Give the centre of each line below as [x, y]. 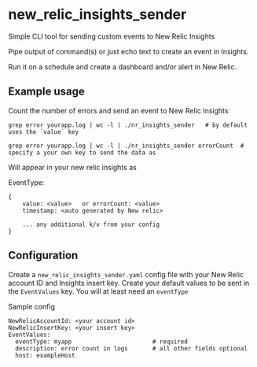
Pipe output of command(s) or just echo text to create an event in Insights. [128, 51]
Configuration [43, 256]
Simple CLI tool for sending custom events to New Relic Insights [112, 36]
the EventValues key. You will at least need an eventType [98, 291]
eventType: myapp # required [102, 341]
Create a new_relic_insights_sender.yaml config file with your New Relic [126, 274]
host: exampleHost [46, 355]
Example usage [46, 92]
